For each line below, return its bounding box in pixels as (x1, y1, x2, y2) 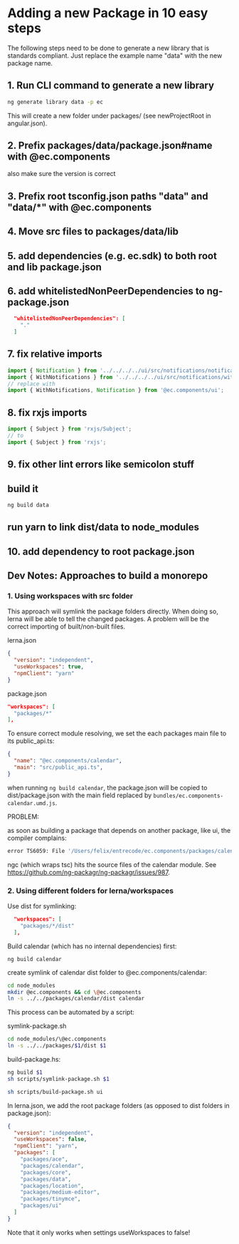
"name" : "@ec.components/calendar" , (14, 757, 122, 764)
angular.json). (7, 119, 48, 128)
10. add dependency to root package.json (7, 545, 195, 557)
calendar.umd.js (7, 799, 55, 807)
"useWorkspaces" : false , (14, 1136, 87, 1143)
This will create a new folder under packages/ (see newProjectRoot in (7, 111, 211, 120)
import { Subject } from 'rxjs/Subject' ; (7, 425, 132, 432)
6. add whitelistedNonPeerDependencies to (7, 285, 205, 297)
